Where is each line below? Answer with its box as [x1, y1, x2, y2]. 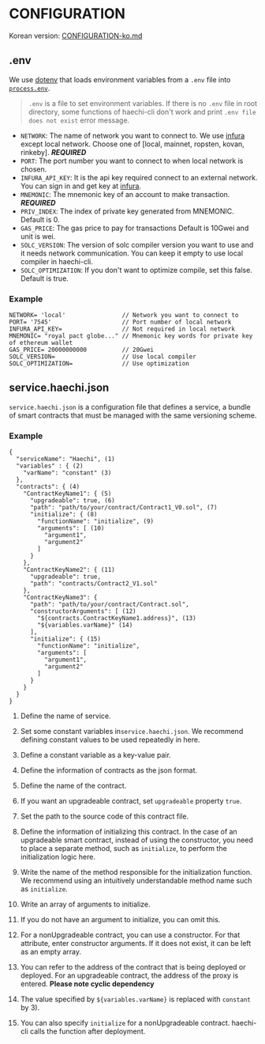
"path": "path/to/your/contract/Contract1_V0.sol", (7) [29, 504, 218, 512]
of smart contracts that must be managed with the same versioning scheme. [9, 410, 257, 420]
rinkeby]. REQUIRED [20, 147, 87, 157]
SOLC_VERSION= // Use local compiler [9, 353, 196, 361]
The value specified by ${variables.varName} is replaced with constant [20, 994, 251, 1004]
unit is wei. [20, 231, 56, 241]
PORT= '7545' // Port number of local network [9, 318, 232, 327]
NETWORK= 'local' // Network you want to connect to [9, 312, 239, 320]
